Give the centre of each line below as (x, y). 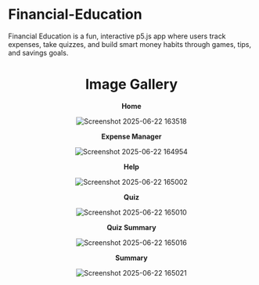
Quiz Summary (131, 227)
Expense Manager (131, 136)
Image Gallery (131, 85)
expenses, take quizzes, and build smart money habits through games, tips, (130, 44)
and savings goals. (38, 52)
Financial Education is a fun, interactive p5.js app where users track (117, 36)
